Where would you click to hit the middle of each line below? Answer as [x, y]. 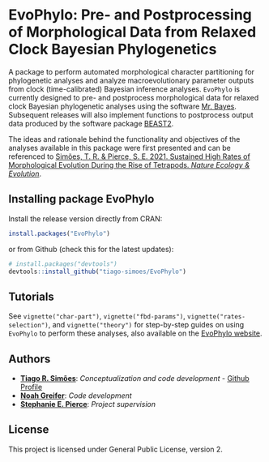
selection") [28, 326]
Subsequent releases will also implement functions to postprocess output [131, 114]
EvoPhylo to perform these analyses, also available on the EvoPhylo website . [135, 333]
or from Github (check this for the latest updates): [91, 249]
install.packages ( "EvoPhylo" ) [60, 233]
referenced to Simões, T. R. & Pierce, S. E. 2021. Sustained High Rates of [130, 156]
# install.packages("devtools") [63, 264]
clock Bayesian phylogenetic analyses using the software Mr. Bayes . [123, 106]
